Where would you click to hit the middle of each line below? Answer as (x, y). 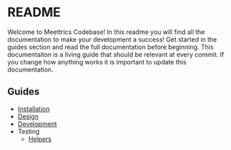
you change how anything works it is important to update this (97, 62)
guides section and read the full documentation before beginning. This (111, 47)
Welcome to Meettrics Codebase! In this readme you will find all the (106, 32)
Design (28, 116)
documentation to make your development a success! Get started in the (112, 39)
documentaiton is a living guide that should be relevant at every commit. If (116, 54)
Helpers (40, 139)
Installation (34, 109)
